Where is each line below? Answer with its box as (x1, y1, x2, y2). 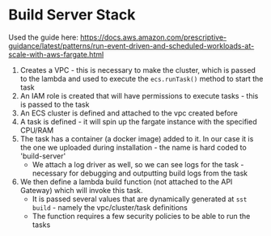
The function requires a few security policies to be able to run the (32, 211, 251, 221)
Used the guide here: (8, 32, 79, 42)
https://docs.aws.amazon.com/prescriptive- (79, 32, 227, 42)
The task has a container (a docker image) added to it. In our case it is (19, 133, 254, 143)
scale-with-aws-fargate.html (8, 49, 104, 59)
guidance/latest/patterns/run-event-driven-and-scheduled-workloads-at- (8, 40, 255, 50)
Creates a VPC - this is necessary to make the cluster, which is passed (19, 65, 256, 74)
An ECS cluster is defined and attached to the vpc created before (19, 107, 239, 118)
